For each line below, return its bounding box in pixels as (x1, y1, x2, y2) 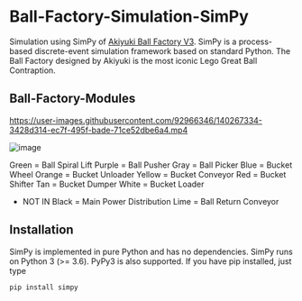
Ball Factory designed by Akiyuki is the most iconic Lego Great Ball (9, 55, 258, 66)
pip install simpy (9, 282, 78, 292)
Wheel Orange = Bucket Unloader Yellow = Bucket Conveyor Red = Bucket (9, 169, 287, 179)
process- (238, 36, 273, 47)
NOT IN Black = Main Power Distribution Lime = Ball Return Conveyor (22, 196, 279, 206)
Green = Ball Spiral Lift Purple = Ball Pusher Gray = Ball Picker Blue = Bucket (9, 160, 293, 170)
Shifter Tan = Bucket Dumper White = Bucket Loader (9, 178, 205, 189)
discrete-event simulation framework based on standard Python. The (34, 45, 291, 56)
